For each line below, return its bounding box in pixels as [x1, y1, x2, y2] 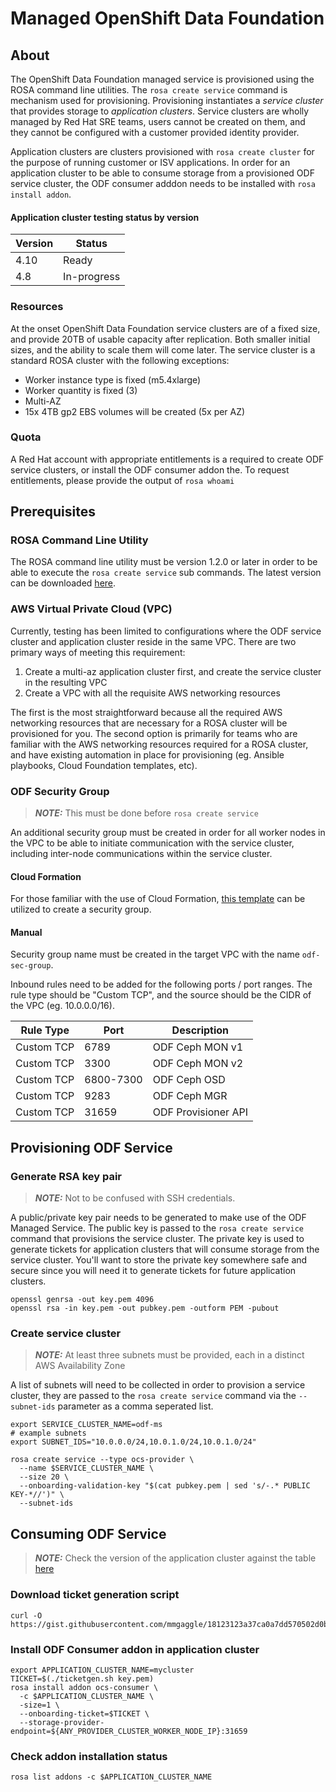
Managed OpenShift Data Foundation [10, 7, 325, 30]
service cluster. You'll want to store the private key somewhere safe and [10, 1254, 308, 1266]
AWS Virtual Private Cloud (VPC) [10, 602, 173, 616]
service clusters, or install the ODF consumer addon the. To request [10, 463, 290, 476]
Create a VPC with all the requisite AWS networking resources [24, 687, 281, 699]
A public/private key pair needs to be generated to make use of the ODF [10, 1212, 307, 1224]
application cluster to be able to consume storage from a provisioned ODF [10, 167, 315, 179]
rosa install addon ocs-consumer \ [10, 1682, 159, 1692]
